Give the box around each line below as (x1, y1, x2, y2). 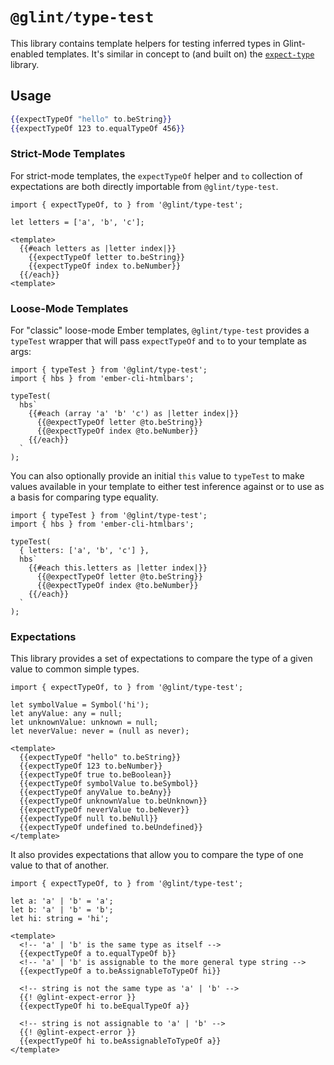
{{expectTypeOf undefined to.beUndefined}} (19, 823, 203, 833)
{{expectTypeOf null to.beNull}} (19, 814, 159, 824)
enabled (10, 48, 44, 60)
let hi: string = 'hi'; (10, 914, 110, 924)
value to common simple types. (10, 663, 140, 675)
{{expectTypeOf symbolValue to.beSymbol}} (19, 779, 199, 789)
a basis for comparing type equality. (10, 491, 159, 503)
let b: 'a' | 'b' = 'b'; (10, 905, 114, 915)
